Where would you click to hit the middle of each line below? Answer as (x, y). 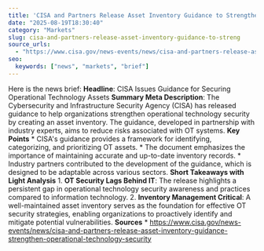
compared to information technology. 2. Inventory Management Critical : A (130, 197)
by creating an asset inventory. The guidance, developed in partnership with (132, 122)
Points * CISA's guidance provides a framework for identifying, (110, 139)
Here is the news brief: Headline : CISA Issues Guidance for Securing (119, 89)
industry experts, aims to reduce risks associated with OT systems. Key (124, 130)
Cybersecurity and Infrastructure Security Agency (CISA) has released (123, 105)
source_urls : (29, 45)
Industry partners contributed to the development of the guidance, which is (130, 164)
